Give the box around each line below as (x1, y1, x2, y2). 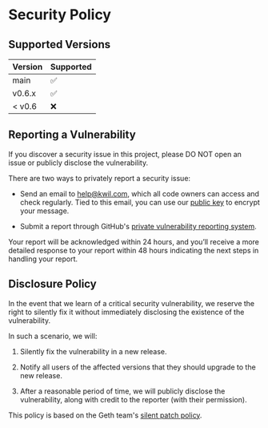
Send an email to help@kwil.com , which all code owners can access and (19, 188, 260, 198)
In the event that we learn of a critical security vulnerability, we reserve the (8, 298, 255, 308)
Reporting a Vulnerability (8, 128, 136, 142)
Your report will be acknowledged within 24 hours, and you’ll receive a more (8, 236, 260, 246)
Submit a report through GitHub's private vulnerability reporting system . (19, 221, 258, 231)
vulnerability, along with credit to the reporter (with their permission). (19, 394, 247, 404)
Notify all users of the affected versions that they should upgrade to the (19, 362, 256, 372)
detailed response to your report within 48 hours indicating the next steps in (8, 245, 259, 255)
